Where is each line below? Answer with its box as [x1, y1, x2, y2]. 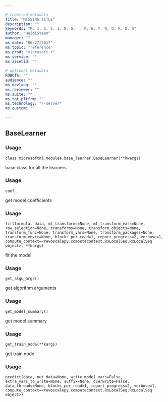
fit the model [5, 252, 32, 258]
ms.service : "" [5, 54, 37, 59]
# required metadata [5, 12, 49, 17]
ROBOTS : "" [5, 73, 28, 78]
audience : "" [5, 78, 33, 83]
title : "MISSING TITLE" [5, 17, 55, 22]
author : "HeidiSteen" [5, 31, 51, 36]
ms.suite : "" [5, 92, 33, 97]
